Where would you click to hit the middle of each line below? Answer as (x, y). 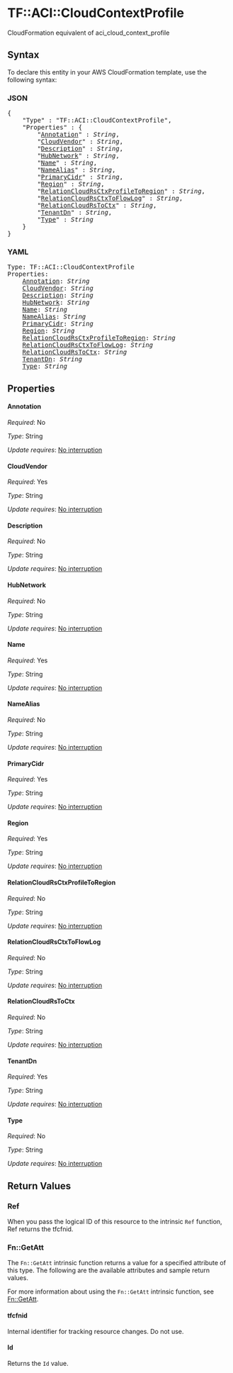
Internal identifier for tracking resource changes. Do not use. (96, 1331)
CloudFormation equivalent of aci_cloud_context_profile (89, 33)
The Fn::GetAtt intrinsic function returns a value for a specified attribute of (117, 1263)
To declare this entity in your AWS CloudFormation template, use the (107, 72)
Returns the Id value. (38, 1363)
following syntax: (32, 79)
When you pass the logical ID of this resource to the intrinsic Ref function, (115, 1222)
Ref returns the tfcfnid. (40, 1229)
